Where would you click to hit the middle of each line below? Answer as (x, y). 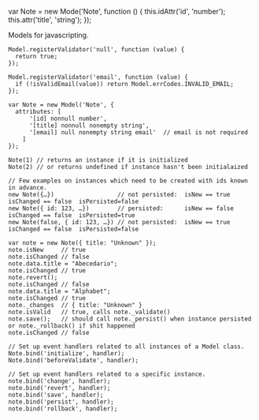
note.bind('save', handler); (56, 395)
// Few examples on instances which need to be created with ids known (128, 181)
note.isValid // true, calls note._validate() (89, 312)
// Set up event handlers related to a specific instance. (107, 374)
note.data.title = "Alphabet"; (59, 291)
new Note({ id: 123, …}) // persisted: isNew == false (121, 208)
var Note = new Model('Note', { (61, 105)
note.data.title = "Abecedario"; (63, 264)
